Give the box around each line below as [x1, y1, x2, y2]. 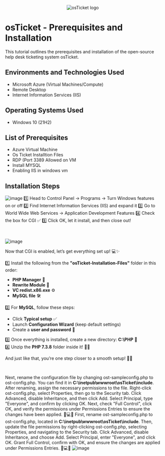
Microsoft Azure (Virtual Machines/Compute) [12, 81, 104, 87]
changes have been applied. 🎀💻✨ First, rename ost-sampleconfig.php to [5, 412, 153, 418]
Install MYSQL [12, 162, 41, 168]
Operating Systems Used [5, 106, 84, 114]
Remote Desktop [12, 86, 46, 92]
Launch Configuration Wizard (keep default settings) [12, 321, 121, 328]
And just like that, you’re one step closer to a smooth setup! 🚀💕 [5, 355, 133, 361]
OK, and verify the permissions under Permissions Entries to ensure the [5, 406, 150, 412]
